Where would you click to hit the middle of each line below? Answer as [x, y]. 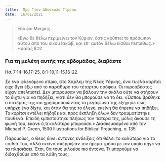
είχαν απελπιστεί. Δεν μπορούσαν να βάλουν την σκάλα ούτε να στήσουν [82, 92]
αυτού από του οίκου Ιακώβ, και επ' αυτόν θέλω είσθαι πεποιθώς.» [86, 43]
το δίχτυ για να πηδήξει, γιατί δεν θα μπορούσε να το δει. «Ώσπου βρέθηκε [83, 97]
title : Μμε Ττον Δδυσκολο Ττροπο [41, 10]
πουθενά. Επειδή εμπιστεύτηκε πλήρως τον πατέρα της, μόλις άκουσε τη [80, 118]
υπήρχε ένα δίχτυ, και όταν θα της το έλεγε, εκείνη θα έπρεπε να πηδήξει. [82, 108]
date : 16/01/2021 [24, 14]
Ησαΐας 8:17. [30, 48]
